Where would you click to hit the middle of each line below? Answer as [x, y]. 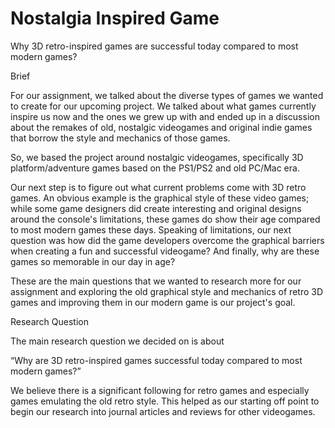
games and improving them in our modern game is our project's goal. [153, 302]
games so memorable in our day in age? [93, 261]
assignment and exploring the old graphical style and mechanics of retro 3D [167, 291]
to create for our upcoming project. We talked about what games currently [163, 106]
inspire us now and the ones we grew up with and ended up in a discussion [165, 116]
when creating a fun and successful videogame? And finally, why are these [165, 251]
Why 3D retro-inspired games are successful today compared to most [154, 46]
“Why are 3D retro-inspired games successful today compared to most [156, 360]
